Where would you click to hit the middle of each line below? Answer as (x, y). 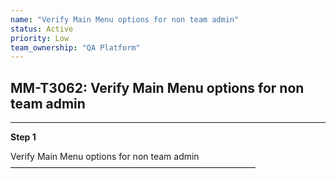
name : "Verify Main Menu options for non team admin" (125, 19)
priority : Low (40, 38)
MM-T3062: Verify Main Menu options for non (157, 87)
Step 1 (23, 137)
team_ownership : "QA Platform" (75, 47)
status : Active (42, 29)
